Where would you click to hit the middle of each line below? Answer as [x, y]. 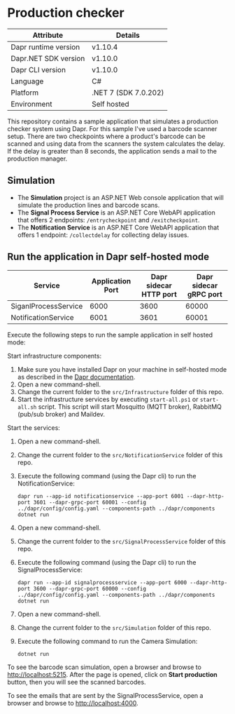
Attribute [48, 35]
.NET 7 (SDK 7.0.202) [128, 93]
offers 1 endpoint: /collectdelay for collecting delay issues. [103, 235]
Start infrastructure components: [55, 356]
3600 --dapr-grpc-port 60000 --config [90, 588]
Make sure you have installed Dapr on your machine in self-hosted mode [122, 369]
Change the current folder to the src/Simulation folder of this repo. [114, 627]
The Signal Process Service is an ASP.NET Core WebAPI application [116, 213]
